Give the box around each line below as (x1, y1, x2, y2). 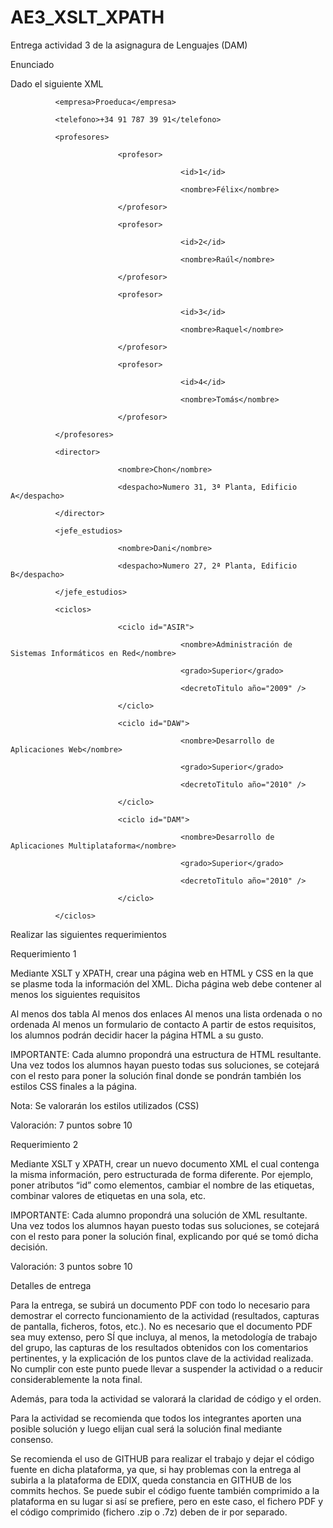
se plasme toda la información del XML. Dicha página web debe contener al (10, 977, 322, 990)
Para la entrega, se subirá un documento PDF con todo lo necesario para (10, 1299, 311, 1311)
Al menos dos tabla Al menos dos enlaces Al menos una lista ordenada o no (10, 1007, 323, 1020)
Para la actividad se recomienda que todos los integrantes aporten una (10, 1412, 302, 1424)
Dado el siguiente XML (10, 77, 104, 90)
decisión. (10, 1241, 48, 1253)
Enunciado (10, 58, 55, 70)
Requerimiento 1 (10, 947, 77, 960)
